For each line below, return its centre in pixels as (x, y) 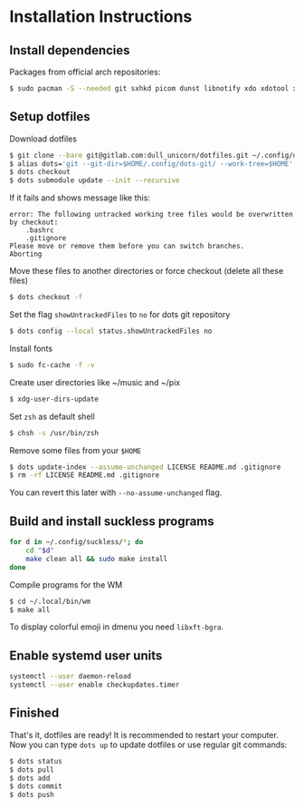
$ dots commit (36, 786)
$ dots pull (32, 769)
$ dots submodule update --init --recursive (95, 180)
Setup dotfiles (50, 117)
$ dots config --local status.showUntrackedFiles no (111, 331)
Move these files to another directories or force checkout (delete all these (147, 271)
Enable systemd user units (86, 655)
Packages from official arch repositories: (85, 72)
